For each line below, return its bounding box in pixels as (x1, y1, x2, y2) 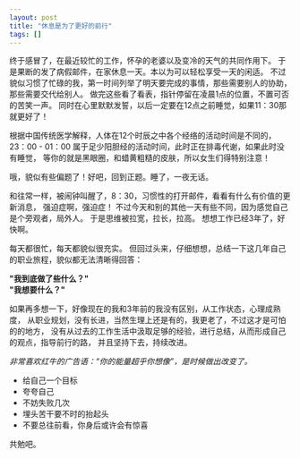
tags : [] (9, 30, 42, 38)
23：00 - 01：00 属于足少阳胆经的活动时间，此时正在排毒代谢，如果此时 (9, 141, 278, 152)
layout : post (9, 13, 58, 22)
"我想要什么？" (9, 284, 65, 295)
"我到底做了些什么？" (9, 274, 90, 284)
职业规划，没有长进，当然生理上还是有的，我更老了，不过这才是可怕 (34, 315, 287, 326)
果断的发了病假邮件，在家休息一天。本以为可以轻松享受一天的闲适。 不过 (16, 66, 287, 77)
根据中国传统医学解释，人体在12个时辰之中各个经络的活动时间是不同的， (9, 131, 277, 141)
